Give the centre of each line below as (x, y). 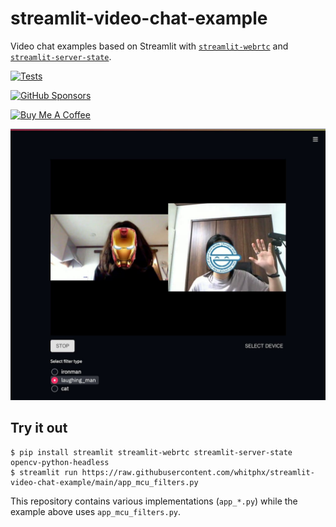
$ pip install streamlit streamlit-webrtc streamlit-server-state (151, 452)
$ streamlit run (44, 472)
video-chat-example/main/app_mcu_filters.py (104, 482)
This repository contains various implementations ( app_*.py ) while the (154, 501)
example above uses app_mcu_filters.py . (95, 511)
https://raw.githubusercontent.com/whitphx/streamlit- (198, 472)
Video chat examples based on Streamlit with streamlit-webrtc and (149, 46)
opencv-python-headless (60, 462)
